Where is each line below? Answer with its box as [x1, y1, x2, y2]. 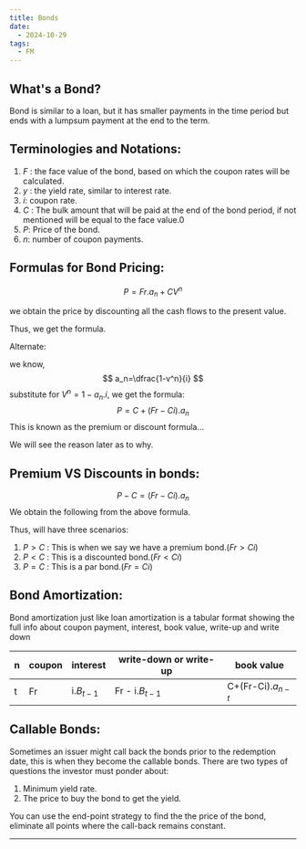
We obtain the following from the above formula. [9, 506, 191, 517]
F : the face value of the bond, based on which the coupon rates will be [22, 165, 291, 176]
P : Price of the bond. [22, 224, 100, 235]
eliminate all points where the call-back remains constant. [9, 820, 226, 831]
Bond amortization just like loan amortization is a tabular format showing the [9, 612, 295, 623]
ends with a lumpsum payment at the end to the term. [9, 115, 211, 126]
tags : [9, 38, 30, 48]
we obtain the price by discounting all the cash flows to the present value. [9, 306, 287, 317]
